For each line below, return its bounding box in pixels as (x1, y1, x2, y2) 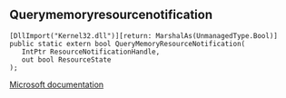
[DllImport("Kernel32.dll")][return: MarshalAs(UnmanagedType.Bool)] (9, 31, 279, 40)
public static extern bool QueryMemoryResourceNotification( (9, 39, 246, 48)
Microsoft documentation (9, 79, 104, 90)
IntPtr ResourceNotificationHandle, (21, 47, 161, 56)
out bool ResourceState (21, 54, 112, 64)
